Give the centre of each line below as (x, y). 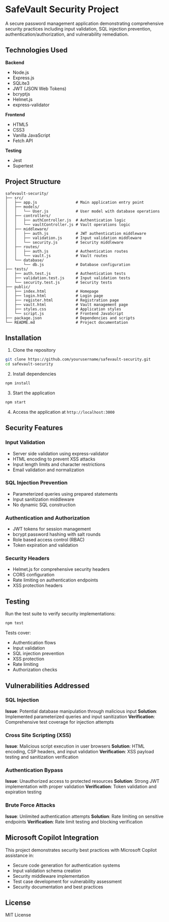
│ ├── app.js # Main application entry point (75, 202)
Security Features (34, 428)
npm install (18, 383)
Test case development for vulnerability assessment (67, 881)
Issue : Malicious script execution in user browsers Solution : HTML (75, 746)
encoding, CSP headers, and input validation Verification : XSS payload (80, 752)
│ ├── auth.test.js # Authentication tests (65, 273)
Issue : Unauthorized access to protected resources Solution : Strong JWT (82, 781)
